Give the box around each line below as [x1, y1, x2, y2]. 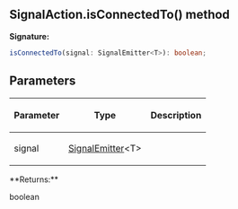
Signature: [9, 30, 49, 41]
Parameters [9, 74, 76, 89]
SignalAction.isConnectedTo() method [9, 7, 231, 22]
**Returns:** [9, 174, 59, 185]
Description [150, 109, 202, 121]
